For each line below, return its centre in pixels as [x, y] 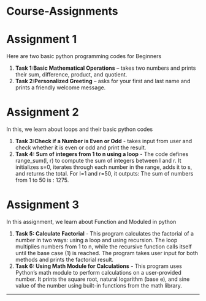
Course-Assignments [62, 11]
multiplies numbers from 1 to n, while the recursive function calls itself [103, 247]
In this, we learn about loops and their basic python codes [80, 129]
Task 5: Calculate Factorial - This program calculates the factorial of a [105, 233]
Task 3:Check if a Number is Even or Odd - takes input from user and [104, 141]
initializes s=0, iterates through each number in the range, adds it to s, [104, 167]
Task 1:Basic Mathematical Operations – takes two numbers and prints [105, 68]
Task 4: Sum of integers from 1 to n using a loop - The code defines [102, 154]
